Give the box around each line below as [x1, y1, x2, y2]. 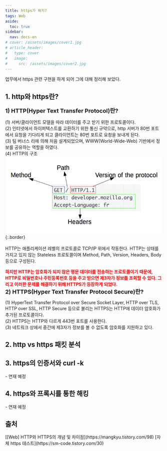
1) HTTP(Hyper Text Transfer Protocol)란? [5, 107, 118, 115]
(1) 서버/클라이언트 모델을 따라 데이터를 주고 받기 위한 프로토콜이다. [5, 119, 136, 125]
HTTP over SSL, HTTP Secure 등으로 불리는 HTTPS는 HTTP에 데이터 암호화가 [5, 305, 161, 311]
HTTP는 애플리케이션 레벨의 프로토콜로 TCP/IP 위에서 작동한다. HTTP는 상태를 [5, 245, 159, 251]
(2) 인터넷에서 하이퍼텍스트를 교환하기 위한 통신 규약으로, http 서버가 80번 [5, 126, 150, 132]
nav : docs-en [9, 35, 37, 40]
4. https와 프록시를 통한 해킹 [5, 390, 89, 398]
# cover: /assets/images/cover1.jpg [5, 40, 81, 45]
